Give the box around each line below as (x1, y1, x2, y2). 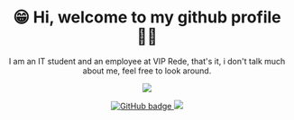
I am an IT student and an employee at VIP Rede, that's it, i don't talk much (8, 56, 286, 66)
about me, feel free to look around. (82, 65, 212, 76)
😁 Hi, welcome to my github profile (13, 7, 281, 28)
